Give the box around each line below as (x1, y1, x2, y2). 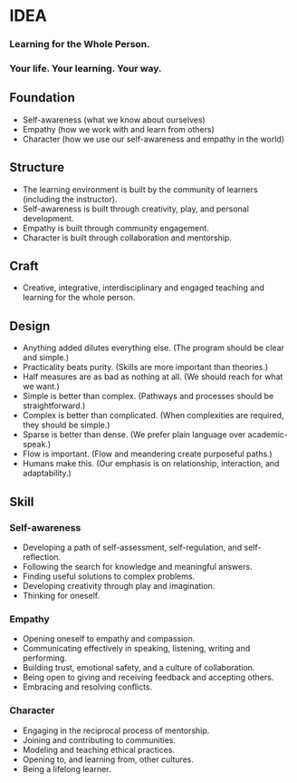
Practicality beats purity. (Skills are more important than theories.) (22, 362, 269, 373)
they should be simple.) (22, 419, 110, 431)
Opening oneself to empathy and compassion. (22, 633, 196, 644)
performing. (22, 652, 68, 663)
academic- (247, 429, 288, 440)
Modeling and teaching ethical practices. (22, 744, 175, 755)
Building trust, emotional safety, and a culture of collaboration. (22, 662, 255, 673)
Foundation (9, 90, 75, 105)
